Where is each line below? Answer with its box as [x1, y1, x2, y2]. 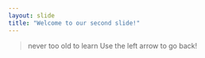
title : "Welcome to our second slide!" [8, 19, 141, 27]
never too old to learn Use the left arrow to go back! [27, 41, 197, 50]
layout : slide [8, 11, 56, 20]
